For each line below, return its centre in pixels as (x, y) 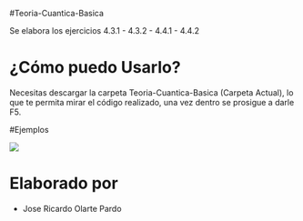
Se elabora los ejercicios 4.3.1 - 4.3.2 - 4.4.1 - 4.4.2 (105, 30)
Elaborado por (64, 183)
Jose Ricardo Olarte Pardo (72, 208)
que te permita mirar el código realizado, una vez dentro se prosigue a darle (152, 102)
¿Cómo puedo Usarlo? (95, 68)
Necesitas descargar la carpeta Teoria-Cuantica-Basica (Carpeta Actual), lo (151, 92)
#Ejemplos (29, 129)
